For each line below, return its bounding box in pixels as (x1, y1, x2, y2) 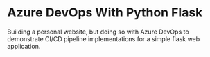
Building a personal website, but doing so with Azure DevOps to (7, 27, 189, 36)
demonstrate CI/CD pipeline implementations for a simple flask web (7, 34, 200, 43)
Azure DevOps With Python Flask (7, 5, 203, 21)
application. (7, 42, 41, 50)
